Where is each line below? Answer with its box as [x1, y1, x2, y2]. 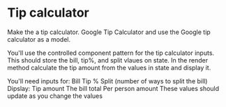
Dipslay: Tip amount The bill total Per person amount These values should [7, 84, 220, 92]
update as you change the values [7, 92, 103, 100]
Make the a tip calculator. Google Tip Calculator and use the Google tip [7, 28, 211, 36]
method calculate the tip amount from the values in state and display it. [7, 63, 211, 72]
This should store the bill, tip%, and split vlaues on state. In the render [7, 56, 208, 64]
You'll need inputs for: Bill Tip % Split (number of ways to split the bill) [7, 76, 208, 85]
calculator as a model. [7, 35, 71, 43]
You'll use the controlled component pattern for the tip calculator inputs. [7, 49, 215, 57]
